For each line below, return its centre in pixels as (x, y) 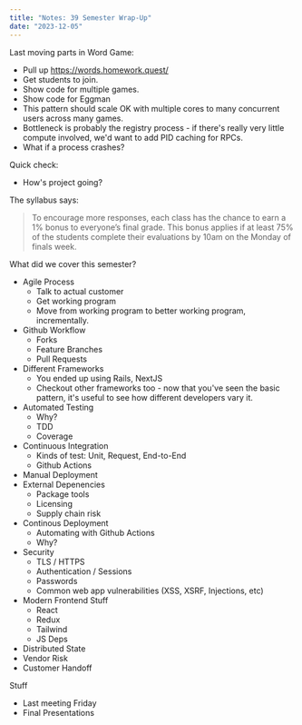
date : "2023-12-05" (46, 26)
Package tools (63, 494)
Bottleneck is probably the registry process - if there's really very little (153, 127)
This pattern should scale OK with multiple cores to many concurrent (151, 108)
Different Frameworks (63, 368)
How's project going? (62, 182)
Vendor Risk (45, 658)
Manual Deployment (60, 474)
